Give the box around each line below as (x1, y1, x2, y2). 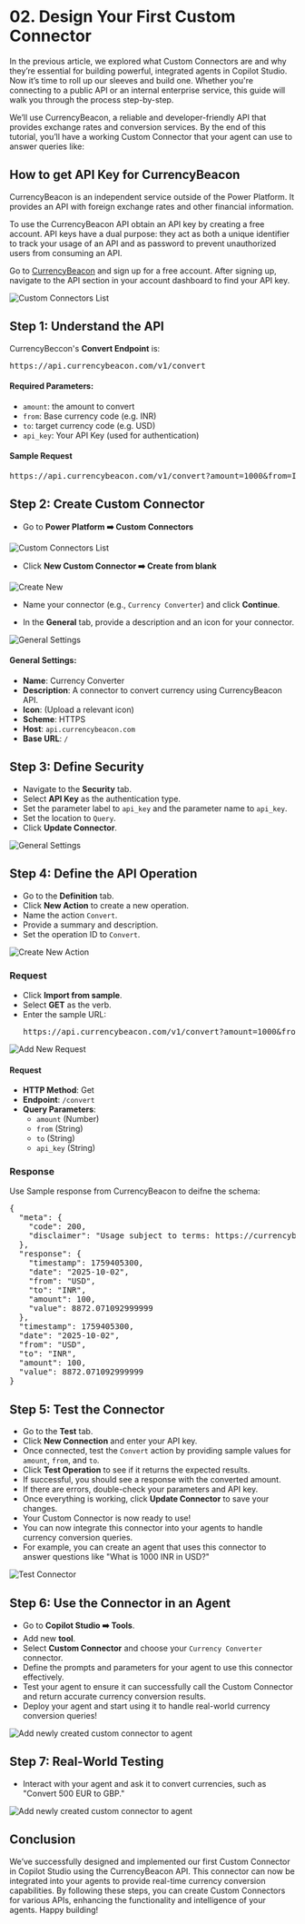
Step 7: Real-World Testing (9, 1754, 164, 1770)
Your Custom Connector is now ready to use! (22, 1512, 192, 1523)
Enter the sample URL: (22, 1008, 107, 1019)
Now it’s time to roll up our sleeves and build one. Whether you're (9, 74, 254, 85)
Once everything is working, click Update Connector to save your (22, 1493, 270, 1504)
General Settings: (9, 655, 77, 666)
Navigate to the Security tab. (22, 783, 132, 794)
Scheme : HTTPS (22, 713, 86, 724)
